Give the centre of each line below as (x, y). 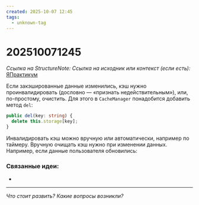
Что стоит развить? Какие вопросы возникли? (65, 196)
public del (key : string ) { (39, 116)
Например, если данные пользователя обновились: (72, 150)
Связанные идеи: (33, 166)
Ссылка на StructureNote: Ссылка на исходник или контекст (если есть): (98, 68)
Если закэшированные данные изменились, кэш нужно (76, 86)
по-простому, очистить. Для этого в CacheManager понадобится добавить (98, 99)
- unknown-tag (29, 23)
